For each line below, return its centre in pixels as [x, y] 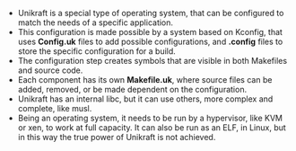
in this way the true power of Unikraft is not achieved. [117, 137]
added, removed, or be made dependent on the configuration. [132, 89]
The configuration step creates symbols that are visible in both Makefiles [152, 61]
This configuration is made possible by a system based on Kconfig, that [150, 32]
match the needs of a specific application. [95, 22]
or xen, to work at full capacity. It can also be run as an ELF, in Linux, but [152, 128]
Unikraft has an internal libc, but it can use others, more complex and [145, 99]
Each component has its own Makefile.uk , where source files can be [145, 80]
